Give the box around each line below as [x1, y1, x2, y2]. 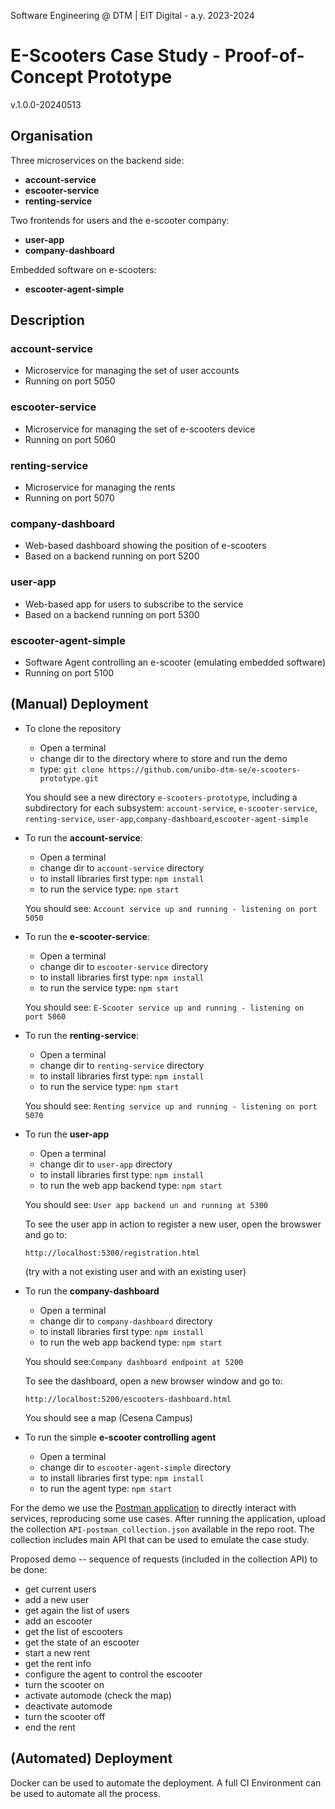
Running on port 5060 [24, 433, 117, 445]
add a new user [24, 1593, 90, 1605]
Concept [10, 66, 84, 89]
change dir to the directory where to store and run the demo [39, 752, 288, 764]
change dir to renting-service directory [39, 1059, 205, 1071]
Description [10, 312, 85, 329]
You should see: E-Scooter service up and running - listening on [24, 1001, 305, 1013]
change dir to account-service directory [39, 861, 205, 874]
